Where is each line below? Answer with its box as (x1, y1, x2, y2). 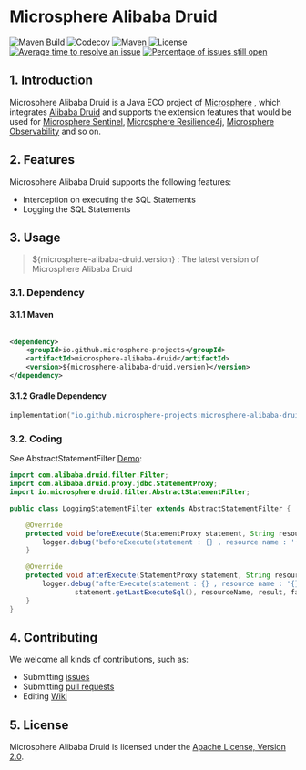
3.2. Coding (9, 432, 63, 445)
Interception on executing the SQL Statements (22, 194, 196, 205)
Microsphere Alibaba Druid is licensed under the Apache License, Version (9, 742, 287, 753)
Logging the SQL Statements (22, 203, 131, 215)
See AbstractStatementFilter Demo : (9, 453, 143, 464)
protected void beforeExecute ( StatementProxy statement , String (25, 529, 275, 538)
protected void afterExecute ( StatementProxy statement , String (25, 571, 271, 580)
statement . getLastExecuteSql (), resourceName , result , (74, 587, 287, 597)
